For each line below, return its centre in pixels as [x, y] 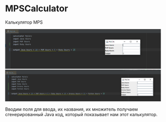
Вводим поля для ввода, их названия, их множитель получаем [72, 109]
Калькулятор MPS [24, 22]
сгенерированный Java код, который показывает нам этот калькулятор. [82, 114]
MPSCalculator [37, 9]
